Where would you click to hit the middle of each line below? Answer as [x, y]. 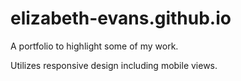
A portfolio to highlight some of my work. [94, 46]
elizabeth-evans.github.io [121, 18]
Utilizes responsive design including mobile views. [114, 65]
